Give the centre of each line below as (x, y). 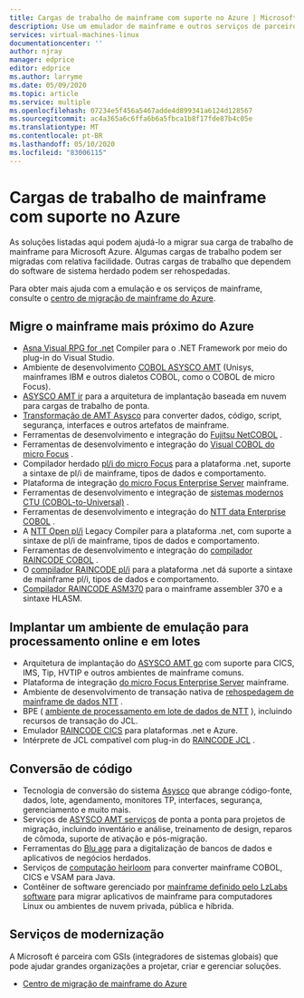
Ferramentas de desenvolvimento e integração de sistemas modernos (153, 493)
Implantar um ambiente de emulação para (129, 627)
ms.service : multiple (50, 102)
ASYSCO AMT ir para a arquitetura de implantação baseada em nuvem (154, 396)
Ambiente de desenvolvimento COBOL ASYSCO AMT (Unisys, (138, 367)
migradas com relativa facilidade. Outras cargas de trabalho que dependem (150, 261)
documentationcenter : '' (56, 43)
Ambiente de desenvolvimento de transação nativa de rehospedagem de (158, 692)
